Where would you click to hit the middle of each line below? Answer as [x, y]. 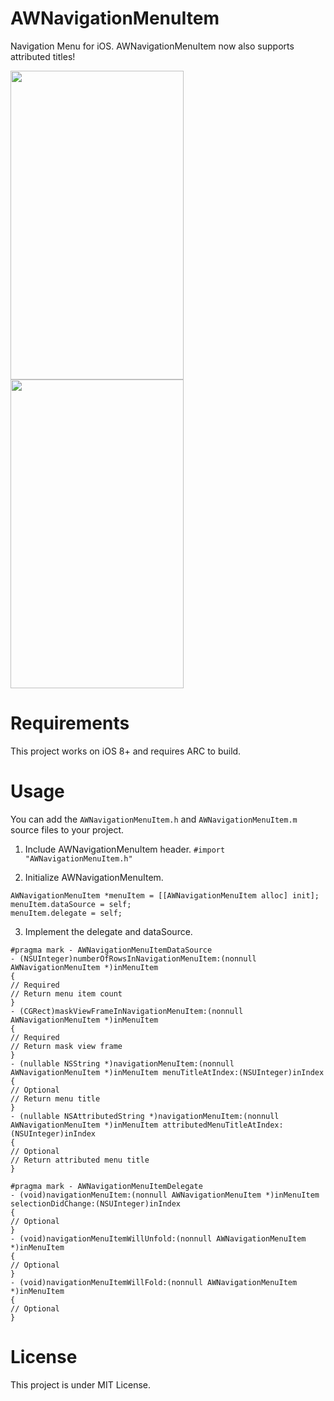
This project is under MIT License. [81, 1384]
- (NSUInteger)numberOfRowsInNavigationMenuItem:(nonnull [133, 958]
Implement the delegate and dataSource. [108, 931]
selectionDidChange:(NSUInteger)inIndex [96, 1203]
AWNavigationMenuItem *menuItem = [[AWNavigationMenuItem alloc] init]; [165, 895]
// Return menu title [55, 1098]
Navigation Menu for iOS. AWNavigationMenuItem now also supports [152, 46]
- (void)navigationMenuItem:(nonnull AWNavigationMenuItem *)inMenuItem [165, 1195]
